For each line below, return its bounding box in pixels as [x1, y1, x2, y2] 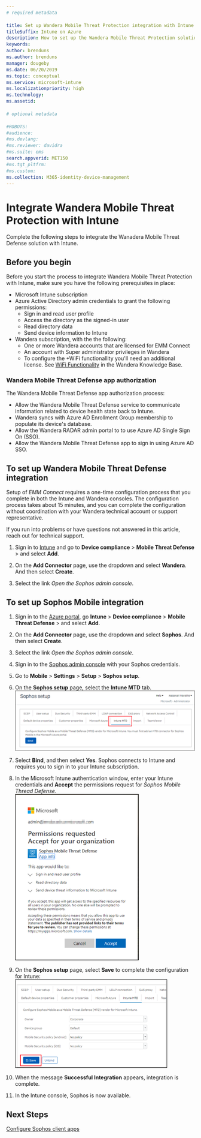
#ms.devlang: [6, 136, 39, 142]
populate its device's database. [14, 421, 92, 428]
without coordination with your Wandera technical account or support [6, 508, 178, 515]
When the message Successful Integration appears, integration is [14, 1074, 179, 1081]
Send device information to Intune [23, 329, 108, 337]
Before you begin [6, 257, 72, 267]
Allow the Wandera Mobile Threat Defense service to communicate [14, 401, 181, 409]
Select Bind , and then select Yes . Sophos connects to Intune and [14, 756, 175, 764]
